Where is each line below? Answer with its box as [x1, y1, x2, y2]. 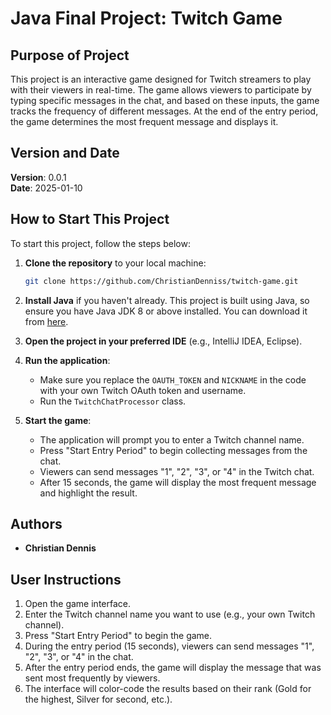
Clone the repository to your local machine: [24, 257, 207, 269]
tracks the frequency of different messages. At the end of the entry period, [10, 105, 319, 117]
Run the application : [24, 354, 111, 366]
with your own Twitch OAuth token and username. [39, 384, 247, 396]
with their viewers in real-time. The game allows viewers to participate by [10, 84, 312, 96]
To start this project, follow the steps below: [10, 237, 191, 249]
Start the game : [24, 414, 92, 426]
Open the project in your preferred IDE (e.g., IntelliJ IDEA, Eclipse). [24, 335, 303, 347]
